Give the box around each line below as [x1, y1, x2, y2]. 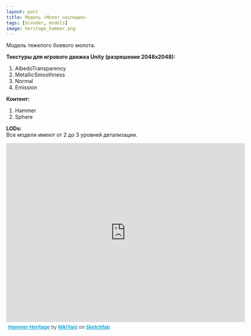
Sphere [14, 113, 33, 121]
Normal [14, 78, 33, 85]
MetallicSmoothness [14, 71, 66, 78]
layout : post [6, 8, 39, 15]
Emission [14, 84, 38, 91]
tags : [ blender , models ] [6, 20, 68, 26]
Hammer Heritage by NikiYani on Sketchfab [8, 323, 110, 331]
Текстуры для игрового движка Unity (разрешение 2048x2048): [6, 53, 176, 60]
